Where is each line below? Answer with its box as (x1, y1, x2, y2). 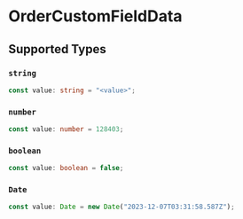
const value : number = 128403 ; (8, 125, 124, 134)
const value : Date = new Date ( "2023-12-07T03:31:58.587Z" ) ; (8, 202, 236, 212)
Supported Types (8, 42, 107, 57)
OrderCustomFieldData (8, 6, 183, 27)
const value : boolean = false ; (8, 164, 124, 173)
